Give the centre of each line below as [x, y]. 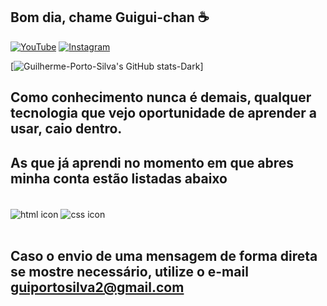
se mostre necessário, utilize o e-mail [129, 272]
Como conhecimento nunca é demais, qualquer [161, 97]
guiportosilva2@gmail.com [97, 287]
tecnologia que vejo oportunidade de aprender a [163, 113]
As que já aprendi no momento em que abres [152, 162]
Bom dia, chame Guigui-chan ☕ [110, 17]
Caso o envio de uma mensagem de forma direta [164, 256]
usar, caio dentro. [66, 129]
